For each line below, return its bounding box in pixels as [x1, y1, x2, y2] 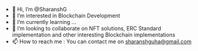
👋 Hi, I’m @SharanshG [11, 6, 68, 13]
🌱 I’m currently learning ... [11, 19, 77, 25]
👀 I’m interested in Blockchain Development [11, 12, 121, 19]
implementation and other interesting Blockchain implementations [11, 31, 176, 38]
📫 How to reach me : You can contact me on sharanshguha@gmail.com [11, 38, 192, 45]
